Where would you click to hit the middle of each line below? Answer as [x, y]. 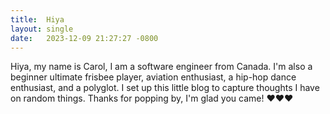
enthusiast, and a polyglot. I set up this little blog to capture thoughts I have [165, 88]
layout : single [42, 29]
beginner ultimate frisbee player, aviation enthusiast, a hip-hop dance [153, 77]
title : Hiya [37, 19]
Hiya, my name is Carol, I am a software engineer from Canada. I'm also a [161, 67]
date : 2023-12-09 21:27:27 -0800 [84, 38]
